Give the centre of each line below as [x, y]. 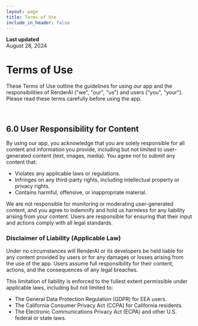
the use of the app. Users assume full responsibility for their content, [90, 264]
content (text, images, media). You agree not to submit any [104, 156]
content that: [22, 162]
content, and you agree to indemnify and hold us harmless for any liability [95, 210]
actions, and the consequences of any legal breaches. [72, 270]
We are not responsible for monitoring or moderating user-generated [90, 204]
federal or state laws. [40, 318]
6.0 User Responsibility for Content [72, 129]
